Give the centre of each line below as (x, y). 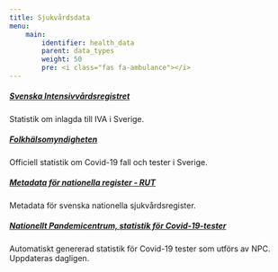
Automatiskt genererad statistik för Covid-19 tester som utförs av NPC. (140, 249)
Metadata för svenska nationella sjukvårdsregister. (103, 205)
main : (36, 34)
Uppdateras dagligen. (49, 258)
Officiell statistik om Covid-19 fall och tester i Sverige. (109, 162)
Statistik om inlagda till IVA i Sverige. (77, 118)
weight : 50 (62, 59)
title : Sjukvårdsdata (50, 18)
